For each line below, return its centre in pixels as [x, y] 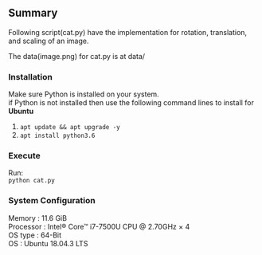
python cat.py [32, 181]
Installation [31, 76]
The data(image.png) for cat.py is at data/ [77, 56]
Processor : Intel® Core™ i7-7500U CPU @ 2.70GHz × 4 [99, 226]
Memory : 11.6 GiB [38, 218]
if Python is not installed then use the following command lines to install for [131, 103]
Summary [33, 13]
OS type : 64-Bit [35, 235]
